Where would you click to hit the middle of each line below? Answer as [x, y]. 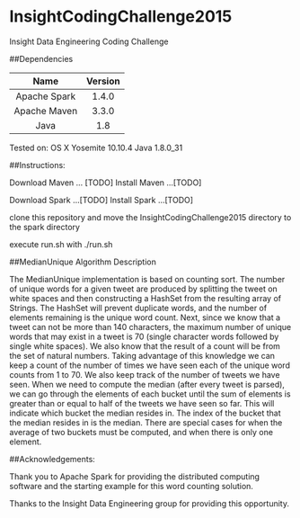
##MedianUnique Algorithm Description [83, 262]
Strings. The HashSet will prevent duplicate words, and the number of [138, 308]
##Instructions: [37, 165]
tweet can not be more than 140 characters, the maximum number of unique [150, 326]
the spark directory [45, 227]
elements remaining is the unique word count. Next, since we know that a [145, 317]
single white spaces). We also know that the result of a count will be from [145, 346]
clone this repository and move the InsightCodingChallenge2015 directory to [150, 217]
